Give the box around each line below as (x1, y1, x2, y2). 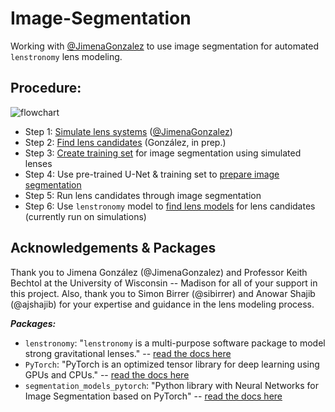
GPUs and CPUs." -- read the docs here (24, 368, 190, 381)
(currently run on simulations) (24, 210, 147, 222)
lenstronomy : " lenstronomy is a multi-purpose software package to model (24, 337, 326, 349)
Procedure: (10, 80, 82, 97)
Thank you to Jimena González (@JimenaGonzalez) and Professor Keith (10, 266, 308, 278)
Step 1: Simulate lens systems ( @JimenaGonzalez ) (24, 125, 233, 137)
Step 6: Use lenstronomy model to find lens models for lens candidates (24, 200, 316, 212)
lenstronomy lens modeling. (10, 50, 123, 62)
